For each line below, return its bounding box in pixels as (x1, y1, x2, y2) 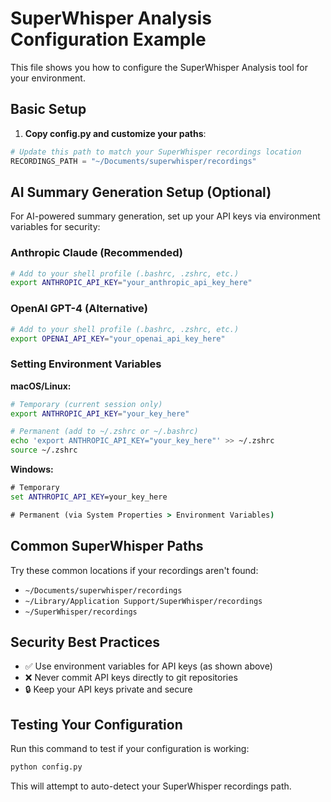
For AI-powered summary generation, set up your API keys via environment (10, 210, 321, 222)
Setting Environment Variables (10, 357, 162, 371)
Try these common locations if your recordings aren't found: (10, 564, 259, 576)
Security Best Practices (10, 633, 161, 651)
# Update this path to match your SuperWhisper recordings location (10, 147, 302, 157)
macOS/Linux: (10, 380, 72, 392)
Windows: (10, 463, 54, 476)
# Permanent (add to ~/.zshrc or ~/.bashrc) (10, 427, 199, 437)
